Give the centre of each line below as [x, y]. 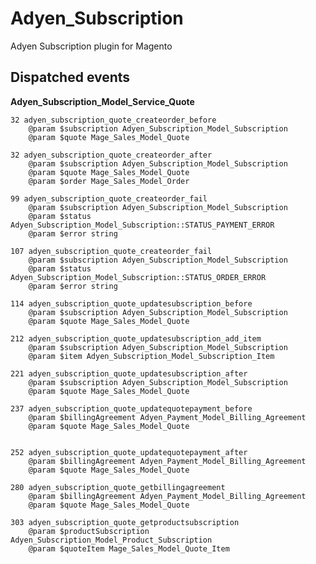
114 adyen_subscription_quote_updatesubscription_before [131, 303]
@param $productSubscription [89, 531]
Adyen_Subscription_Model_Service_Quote [102, 101]
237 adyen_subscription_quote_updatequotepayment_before [131, 408]
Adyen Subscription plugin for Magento [91, 46]
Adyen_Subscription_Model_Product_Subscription [111, 540]
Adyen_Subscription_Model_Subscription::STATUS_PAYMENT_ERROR [142, 225]
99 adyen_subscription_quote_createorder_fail [109, 198]
